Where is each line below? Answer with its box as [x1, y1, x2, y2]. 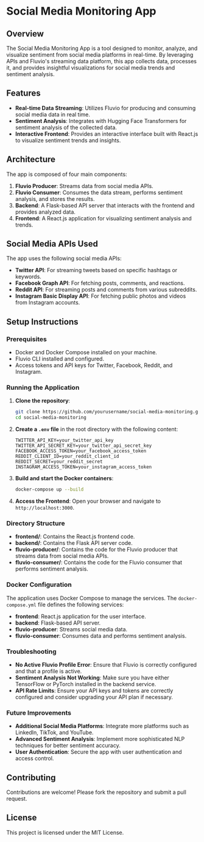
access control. [15, 755, 54, 762]
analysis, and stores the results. [15, 195, 95, 202]
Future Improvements [6, 708, 72, 717]
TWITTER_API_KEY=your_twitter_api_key [15, 437, 114, 444]
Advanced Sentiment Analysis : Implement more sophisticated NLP [15, 735, 185, 743]
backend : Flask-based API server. [15, 619, 101, 626]
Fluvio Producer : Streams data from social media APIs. [15, 182, 153, 189]
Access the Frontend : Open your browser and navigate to [15, 497, 161, 505]
